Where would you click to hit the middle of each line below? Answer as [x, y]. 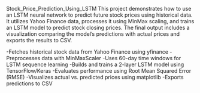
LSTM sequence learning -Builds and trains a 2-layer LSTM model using [95, 64]
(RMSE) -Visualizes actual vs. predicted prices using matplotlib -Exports [95, 77]
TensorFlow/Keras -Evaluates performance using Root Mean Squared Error [99, 71]
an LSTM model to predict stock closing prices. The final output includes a [98, 27]
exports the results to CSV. [39, 40]
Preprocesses [23, 58]
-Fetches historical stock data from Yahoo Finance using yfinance [87, 52]
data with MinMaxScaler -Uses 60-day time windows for [111, 58]
